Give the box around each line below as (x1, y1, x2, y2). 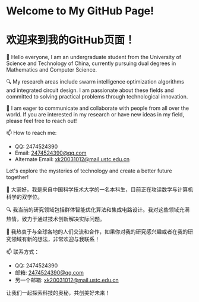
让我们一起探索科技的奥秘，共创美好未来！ (6, 289, 110, 297)
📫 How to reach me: (6, 130, 57, 137)
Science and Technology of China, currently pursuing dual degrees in (6, 60, 176, 67)
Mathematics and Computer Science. (6, 66, 97, 73)
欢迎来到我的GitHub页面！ (6, 33, 135, 47)
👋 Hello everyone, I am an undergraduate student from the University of (6, 54, 182, 61)
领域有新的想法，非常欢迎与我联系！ (11, 236, 100, 243)
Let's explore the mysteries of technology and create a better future (6, 167, 172, 174)
